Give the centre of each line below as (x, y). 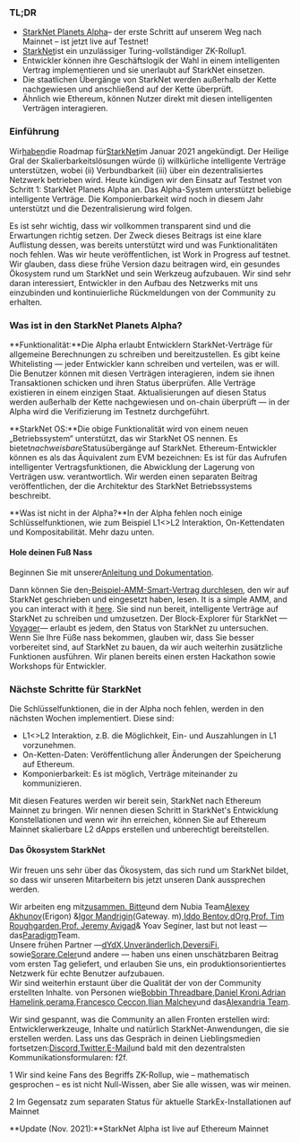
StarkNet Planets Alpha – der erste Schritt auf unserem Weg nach (142, 32)
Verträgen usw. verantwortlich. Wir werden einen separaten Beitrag (133, 476)
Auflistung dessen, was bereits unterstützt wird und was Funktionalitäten (143, 245)
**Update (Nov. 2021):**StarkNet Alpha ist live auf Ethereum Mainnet (139, 1129)
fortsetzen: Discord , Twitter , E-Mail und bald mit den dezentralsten (127, 1048)
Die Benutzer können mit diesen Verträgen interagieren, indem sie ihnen (142, 373)
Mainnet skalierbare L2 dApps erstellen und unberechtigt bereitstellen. (139, 829)
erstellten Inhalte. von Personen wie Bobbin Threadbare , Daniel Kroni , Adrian (148, 992)
